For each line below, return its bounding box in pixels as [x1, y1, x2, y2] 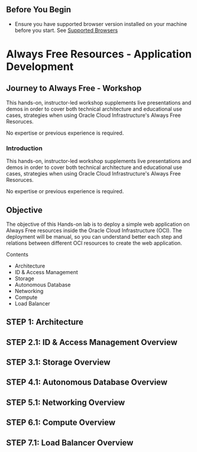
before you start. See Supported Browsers [14, 27, 118, 34]
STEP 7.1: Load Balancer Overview [6, 437, 134, 448]
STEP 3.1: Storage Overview [6, 357, 111, 368]
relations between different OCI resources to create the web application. [6, 239, 182, 246]
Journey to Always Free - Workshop [6, 83, 142, 93]
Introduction [6, 144, 43, 152]
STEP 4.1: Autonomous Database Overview [6, 378, 167, 388]
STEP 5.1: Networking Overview [6, 397, 125, 407]
